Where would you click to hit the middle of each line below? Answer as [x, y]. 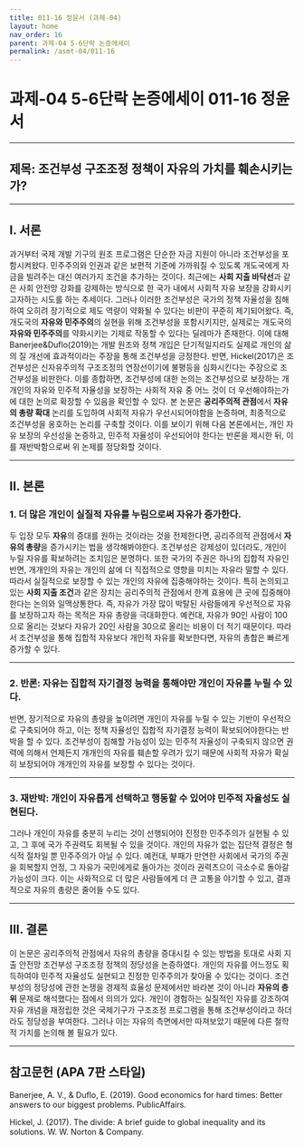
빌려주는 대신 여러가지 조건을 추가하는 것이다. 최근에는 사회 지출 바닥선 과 [154, 277]
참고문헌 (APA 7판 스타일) [78, 1072]
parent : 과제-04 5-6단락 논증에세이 [70, 43]
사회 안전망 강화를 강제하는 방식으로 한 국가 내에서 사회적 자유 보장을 [139, 287]
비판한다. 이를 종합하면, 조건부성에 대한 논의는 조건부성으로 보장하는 [160, 378]
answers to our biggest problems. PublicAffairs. [98, 1104]
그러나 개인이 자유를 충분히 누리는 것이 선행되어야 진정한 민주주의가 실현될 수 [145, 833]
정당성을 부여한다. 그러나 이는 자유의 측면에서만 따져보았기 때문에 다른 [149, 1021]
